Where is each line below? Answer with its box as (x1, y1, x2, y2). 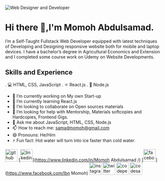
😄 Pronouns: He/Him (12, 132, 56, 138)
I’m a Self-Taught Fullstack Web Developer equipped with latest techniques (5, 38, 158, 44)
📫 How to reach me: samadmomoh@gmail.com (12, 125, 110, 131)
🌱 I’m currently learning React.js (12, 98, 77, 104)
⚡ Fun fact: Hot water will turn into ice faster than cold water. (12, 137, 135, 143)
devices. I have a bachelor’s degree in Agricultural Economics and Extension (5, 48, 160, 54)
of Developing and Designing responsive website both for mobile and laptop (5, 43, 160, 49)
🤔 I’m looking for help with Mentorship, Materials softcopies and (12, 109, 142, 114)
